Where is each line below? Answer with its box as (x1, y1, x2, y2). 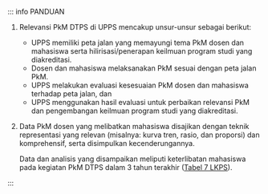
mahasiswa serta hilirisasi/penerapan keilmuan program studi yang (30, 46, 253, 55)
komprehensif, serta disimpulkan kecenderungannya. (18, 139, 195, 148)
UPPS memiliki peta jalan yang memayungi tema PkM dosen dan (30, 38, 245, 47)
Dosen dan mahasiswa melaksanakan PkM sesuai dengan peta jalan (30, 63, 257, 73)
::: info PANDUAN (7, 7, 65, 16)
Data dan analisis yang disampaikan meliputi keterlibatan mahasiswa (18, 154, 246, 164)
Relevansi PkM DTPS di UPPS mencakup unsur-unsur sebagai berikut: (18, 22, 252, 31)
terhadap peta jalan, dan (30, 89, 112, 99)
